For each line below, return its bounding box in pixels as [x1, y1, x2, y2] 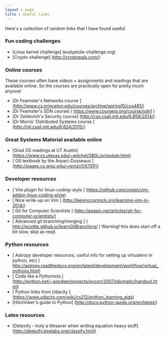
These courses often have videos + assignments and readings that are [5, 77, 148, 84]
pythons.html [12, 267, 39, 274]
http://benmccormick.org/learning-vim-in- [64, 197, 150, 203]
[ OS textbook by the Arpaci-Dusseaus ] [12, 158, 94, 164]
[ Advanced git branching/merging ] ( [12, 218, 88, 224]
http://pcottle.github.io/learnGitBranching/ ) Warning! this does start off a [12, 223, 161, 229]
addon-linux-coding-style [12, 192, 65, 198]
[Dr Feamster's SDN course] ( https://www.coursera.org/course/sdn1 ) [12, 108, 155, 114]
